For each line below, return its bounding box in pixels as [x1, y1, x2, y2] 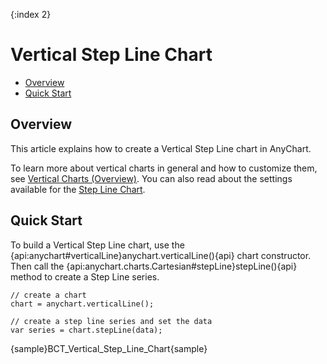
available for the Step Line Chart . [10, 183, 146, 195]
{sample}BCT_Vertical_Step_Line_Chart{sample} [10, 342, 208, 354]
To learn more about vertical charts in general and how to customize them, [10, 162, 318, 174]
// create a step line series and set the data [10, 316, 213, 326]
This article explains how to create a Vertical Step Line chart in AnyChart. [10, 142, 312, 154]
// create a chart [10, 290, 87, 300]
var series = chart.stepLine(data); [10, 325, 163, 335]
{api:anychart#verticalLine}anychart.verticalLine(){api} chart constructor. [10, 249, 312, 261]
